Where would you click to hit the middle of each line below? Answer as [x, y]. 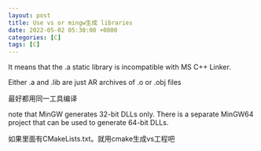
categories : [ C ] [35, 37]
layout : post [29, 15]
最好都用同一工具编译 [42, 98]
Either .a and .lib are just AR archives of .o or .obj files [95, 83]
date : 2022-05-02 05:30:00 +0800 [63, 30]
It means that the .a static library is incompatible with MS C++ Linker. [120, 67]
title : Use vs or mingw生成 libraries [70, 23]
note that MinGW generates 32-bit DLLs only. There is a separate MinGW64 [131, 114]
